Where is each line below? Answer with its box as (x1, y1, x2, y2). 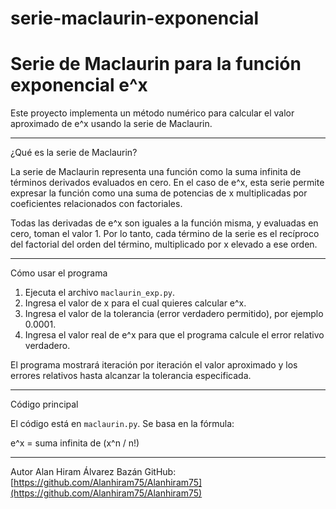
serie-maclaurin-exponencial (10, 7, 260, 30)
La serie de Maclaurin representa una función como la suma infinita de (10, 166, 302, 178)
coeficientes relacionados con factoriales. (10, 198, 183, 210)
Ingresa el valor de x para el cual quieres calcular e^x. (24, 297, 247, 309)
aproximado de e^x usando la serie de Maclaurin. (10, 118, 213, 130)
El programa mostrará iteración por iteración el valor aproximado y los (10, 359, 298, 371)
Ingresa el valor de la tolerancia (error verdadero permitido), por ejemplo (24, 308, 324, 320)
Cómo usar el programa (10, 267, 108, 279)
